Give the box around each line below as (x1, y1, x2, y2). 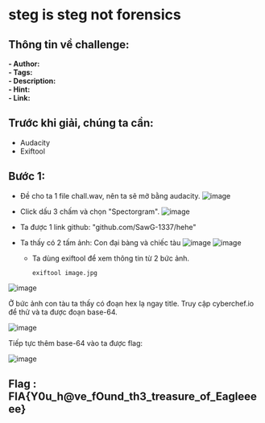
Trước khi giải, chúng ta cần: (8, 117, 154, 130)
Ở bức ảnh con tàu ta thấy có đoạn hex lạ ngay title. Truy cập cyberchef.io (8, 298, 255, 308)
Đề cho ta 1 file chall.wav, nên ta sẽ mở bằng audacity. (19, 191, 201, 200)
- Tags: (8, 68, 33, 77)
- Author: (8, 59, 40, 68)
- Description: (8, 76, 56, 85)
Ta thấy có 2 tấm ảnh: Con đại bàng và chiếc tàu (19, 237, 181, 247)
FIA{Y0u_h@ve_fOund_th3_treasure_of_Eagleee (8, 390, 258, 404)
